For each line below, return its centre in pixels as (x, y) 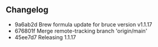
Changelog (27, 10)
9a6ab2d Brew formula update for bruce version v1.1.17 (83, 24)
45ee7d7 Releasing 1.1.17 (45, 37)
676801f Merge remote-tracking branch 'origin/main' (81, 31)
